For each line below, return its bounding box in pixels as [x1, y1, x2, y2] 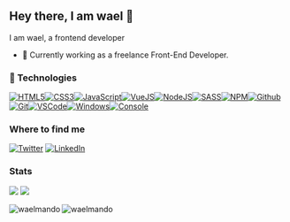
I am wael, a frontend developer [9, 32, 126, 42]
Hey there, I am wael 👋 [9, 9, 134, 24]
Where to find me [9, 123, 86, 135]
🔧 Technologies [9, 72, 78, 84]
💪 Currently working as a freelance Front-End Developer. [21, 50, 229, 60]
